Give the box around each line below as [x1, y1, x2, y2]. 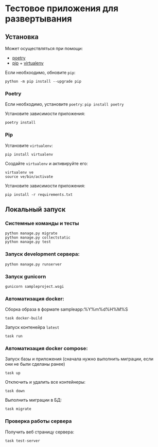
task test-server [5, 438, 40, 443]
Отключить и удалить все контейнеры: [5, 379, 86, 385]
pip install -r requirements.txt [5, 192, 73, 197]
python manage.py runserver [5, 261, 62, 267]
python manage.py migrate [5, 231, 57, 236]
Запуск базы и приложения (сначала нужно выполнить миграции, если [5, 356, 154, 362]
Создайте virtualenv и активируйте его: [5, 160, 88, 166]
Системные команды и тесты [5, 220, 79, 226]
